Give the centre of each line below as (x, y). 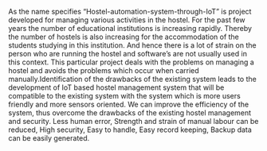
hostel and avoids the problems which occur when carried (104, 70)
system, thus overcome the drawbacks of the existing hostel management (130, 113)
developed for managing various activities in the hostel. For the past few (127, 20)
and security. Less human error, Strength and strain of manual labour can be (133, 121)
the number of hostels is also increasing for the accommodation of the (124, 37)
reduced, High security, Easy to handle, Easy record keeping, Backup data (130, 130)
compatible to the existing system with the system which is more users (124, 96)
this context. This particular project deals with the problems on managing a (132, 62)
